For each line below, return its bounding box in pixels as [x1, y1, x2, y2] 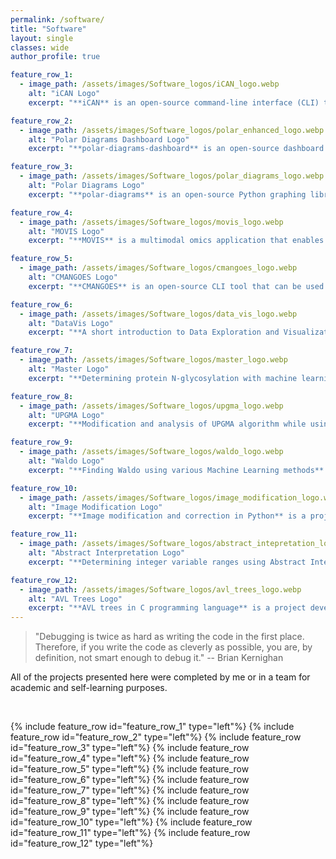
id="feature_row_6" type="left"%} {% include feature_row [10, 774, 250, 786]
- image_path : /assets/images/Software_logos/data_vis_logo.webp [19, 309, 298, 319]
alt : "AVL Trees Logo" [28, 594, 123, 604]
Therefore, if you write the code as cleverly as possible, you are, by [34, 641, 313, 653]
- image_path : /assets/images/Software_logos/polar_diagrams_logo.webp [19, 171, 325, 181]
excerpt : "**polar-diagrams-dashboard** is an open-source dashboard [28, 144, 325, 154]
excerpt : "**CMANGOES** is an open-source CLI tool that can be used [28, 281, 325, 291]
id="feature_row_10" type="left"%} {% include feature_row [10, 816, 253, 828]
